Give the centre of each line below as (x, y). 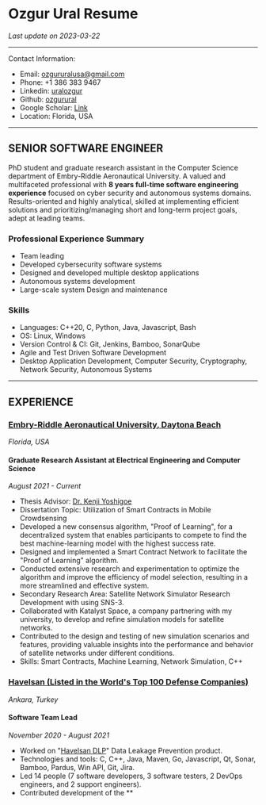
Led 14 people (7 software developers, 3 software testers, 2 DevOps (131, 776)
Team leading (42, 256)
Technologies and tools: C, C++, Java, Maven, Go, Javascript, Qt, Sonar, (137, 759)
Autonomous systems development (78, 282)
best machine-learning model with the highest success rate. (118, 543)
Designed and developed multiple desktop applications (109, 273)
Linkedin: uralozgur (51, 90)
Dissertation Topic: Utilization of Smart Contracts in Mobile (115, 510)
